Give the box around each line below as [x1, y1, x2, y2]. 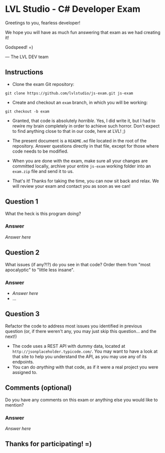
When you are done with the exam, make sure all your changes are [12, 158, 148, 164]
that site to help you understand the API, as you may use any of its [12, 353, 147, 359]
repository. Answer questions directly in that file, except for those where [12, 143, 159, 149]
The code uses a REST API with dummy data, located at [12, 343, 126, 349]
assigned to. [12, 369, 38, 375]
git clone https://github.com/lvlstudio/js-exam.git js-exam [5, 90, 133, 96]
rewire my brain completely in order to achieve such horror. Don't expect [12, 123, 160, 129]
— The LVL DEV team [5, 53, 49, 60]
